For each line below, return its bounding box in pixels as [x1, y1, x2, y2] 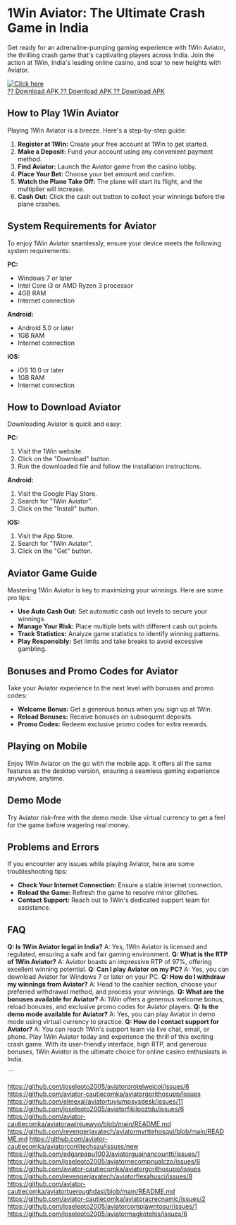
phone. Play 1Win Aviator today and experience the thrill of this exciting [7, 1032, 213, 1041]
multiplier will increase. [17, 185, 85, 193]
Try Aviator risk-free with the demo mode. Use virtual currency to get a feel [7, 813, 225, 822]
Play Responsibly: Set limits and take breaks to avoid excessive [17, 637, 203, 646]
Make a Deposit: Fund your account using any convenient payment [17, 147, 213, 156]
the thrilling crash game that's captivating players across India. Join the [7, 51, 215, 59]
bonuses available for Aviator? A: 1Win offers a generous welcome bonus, [7, 995, 224, 1004]
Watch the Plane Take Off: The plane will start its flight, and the [17, 177, 203, 185]
